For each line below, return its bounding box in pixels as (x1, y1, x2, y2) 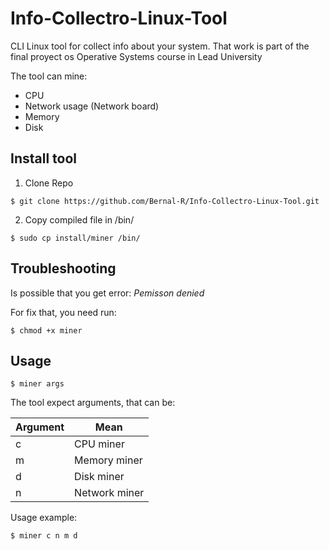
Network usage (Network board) (24, 100, 160, 112)
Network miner (74, 486, 145, 500)
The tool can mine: (10, 70, 88, 82)
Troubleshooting (10, 260, 117, 277)
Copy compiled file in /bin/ (24, 213, 135, 226)
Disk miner (74, 470, 125, 484)
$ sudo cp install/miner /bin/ (10, 233, 141, 243)
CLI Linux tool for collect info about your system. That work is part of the (10, 40, 310, 52)
